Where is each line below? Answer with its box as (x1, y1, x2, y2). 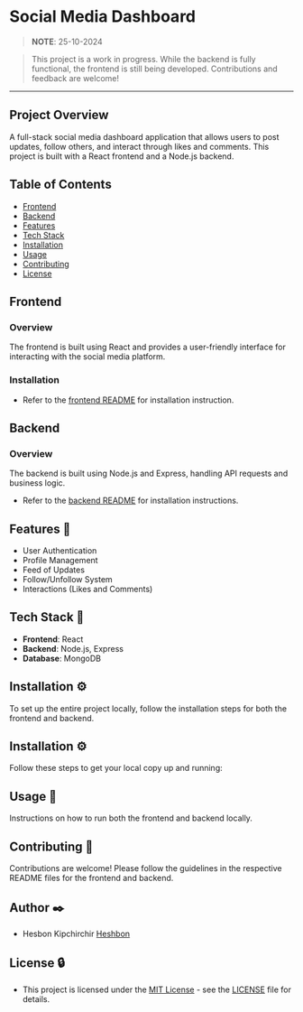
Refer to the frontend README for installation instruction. (22, 395, 234, 405)
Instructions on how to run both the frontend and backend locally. (9, 812, 252, 823)
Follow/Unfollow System (22, 574, 113, 585)
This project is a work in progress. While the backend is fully (31, 53, 256, 64)
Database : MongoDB (22, 653, 102, 664)
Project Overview (9, 107, 109, 123)
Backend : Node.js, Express (22, 643, 124, 654)
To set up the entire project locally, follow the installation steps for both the (9, 702, 287, 714)
